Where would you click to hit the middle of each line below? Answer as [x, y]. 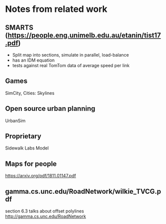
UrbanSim [15, 121]
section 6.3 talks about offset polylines [45, 211]
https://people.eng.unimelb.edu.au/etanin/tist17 [84, 35]
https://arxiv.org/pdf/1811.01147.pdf [41, 176]
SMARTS [19, 28]
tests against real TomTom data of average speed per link [71, 65]
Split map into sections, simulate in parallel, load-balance [71, 55]
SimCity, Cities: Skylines [30, 93]
